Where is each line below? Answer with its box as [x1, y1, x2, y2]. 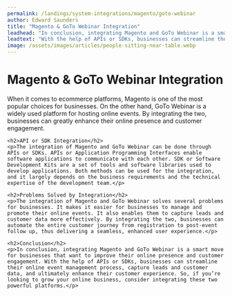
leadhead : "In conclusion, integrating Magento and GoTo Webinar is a [7, 29, 215, 37]
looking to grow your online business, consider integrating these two [7, 276, 217, 283]
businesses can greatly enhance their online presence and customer [7, 117, 202, 125]
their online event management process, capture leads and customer [7, 264, 209, 271]
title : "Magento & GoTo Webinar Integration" [7, 23, 140, 30]
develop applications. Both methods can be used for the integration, [7, 167, 215, 175]
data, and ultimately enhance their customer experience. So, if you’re [7, 270, 221, 277]
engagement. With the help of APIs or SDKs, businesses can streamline [7, 258, 217, 265]
